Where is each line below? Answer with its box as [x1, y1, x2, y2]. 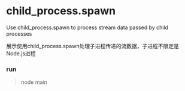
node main [20, 79, 47, 86]
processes [6, 30, 32, 37]
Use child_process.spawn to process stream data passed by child [6, 24, 169, 31]
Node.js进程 [6, 49, 36, 57]
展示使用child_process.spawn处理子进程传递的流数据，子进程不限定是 [6, 42, 180, 49]
